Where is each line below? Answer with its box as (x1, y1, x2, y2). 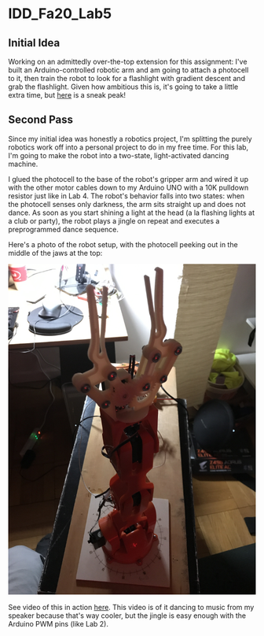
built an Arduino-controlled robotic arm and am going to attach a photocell (8, 65, 249, 75)
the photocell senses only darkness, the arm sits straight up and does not (8, 199, 246, 209)
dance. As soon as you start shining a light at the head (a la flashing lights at (8, 208, 255, 217)
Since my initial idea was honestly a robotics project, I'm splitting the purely (8, 134, 253, 143)
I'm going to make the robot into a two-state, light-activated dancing (8, 150, 229, 160)
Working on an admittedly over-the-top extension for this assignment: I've (8, 57, 247, 66)
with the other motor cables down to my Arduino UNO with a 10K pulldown (8, 183, 249, 192)
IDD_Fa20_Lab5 (8, 5, 112, 23)
